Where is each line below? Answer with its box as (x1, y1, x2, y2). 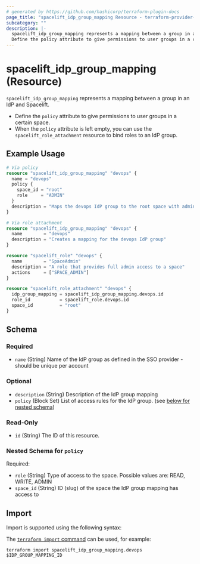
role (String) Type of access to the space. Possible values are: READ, (14, 472, 186, 479)
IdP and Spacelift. (6, 101, 49, 108)
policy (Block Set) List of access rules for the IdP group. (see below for (14, 397, 190, 404)
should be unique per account (14, 362, 89, 369)
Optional (6, 377, 32, 386)
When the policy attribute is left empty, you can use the (14, 125, 152, 132)
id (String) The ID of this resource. (14, 432, 100, 439)
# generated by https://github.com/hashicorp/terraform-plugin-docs (6, 8, 180, 15)
